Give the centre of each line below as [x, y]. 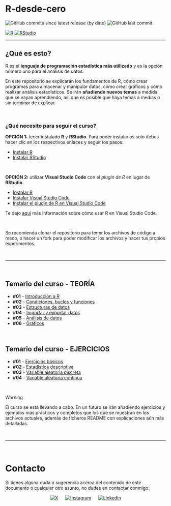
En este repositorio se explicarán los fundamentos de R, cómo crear [76, 81]
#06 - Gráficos [28, 323]
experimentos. [20, 244]
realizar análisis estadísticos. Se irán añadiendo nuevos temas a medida [81, 92]
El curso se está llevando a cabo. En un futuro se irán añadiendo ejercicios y [85, 407]
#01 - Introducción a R [36, 296]
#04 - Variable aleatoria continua [47, 377]
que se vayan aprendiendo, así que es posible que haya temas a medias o [83, 97]
